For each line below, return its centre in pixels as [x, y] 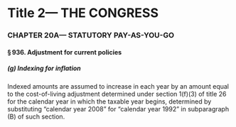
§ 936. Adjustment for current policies [65, 52]
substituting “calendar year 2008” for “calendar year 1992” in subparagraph [118, 109]
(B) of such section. [36, 116]
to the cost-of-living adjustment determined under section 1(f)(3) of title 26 [117, 94]
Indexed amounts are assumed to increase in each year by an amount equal [118, 86]
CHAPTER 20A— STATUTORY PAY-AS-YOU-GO [91, 35]
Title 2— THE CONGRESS [83, 13]
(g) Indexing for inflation [44, 68]
